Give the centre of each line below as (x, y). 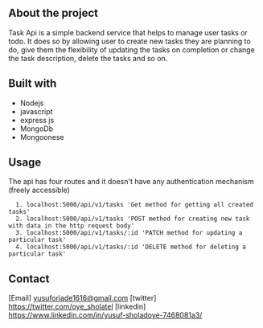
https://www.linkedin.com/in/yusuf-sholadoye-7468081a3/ (105, 315)
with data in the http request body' (72, 226)
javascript (36, 111)
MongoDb (37, 129)
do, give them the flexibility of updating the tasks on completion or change (131, 49)
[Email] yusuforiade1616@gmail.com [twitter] (82, 298)
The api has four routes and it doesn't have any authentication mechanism (131, 182)
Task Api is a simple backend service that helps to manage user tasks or (128, 32)
